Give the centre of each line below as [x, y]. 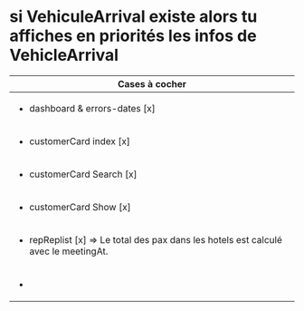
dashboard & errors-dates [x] [92, 108]
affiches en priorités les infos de [133, 36]
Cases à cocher [152, 83]
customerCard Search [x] [83, 174]
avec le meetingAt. [69, 251]
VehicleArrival [64, 55]
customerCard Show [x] [80, 207]
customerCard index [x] [80, 141]
